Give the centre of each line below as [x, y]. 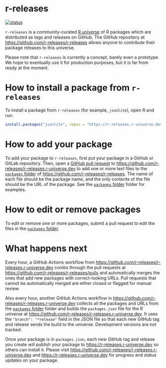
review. [12, 288]
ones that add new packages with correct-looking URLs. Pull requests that [81, 278]
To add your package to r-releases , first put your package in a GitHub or [79, 158]
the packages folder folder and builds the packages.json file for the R [74, 308]
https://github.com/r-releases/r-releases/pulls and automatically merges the [83, 273]
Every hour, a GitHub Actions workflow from [50, 262]
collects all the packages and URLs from [118, 303]
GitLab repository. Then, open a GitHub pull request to [60, 163]
